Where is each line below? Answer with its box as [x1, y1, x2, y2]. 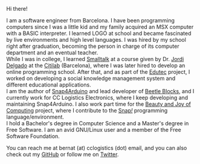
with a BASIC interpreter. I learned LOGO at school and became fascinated [6, 30, 192, 37]
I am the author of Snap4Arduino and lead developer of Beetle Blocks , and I [6, 88, 195, 94]
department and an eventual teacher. [6, 49, 98, 56]
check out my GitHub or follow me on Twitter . [6, 151, 119, 158]
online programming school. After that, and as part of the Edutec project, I [6, 68, 190, 75]
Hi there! [6, 5, 28, 12]
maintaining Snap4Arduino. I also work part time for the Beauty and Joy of [6, 100, 192, 108]
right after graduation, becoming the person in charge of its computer [6, 42, 179, 50]
